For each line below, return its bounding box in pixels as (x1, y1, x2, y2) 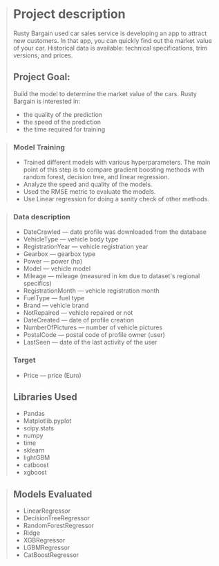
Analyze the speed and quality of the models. (23, 180, 153, 189)
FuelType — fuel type (23, 294, 85, 302)
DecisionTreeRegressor (23, 514, 91, 522)
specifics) (23, 280, 53, 288)
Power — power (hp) (23, 257, 83, 266)
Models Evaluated (12, 488, 93, 500)
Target (12, 356, 36, 365)
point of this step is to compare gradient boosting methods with (23, 165, 204, 174)
